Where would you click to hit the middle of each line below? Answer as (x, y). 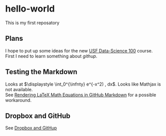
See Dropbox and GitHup (31, 128)
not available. (19, 89)
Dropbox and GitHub (38, 116)
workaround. (18, 100)
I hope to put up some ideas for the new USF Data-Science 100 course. (79, 50)
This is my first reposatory (32, 23)
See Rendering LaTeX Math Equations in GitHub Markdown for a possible (81, 95)
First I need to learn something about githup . (51, 56)
